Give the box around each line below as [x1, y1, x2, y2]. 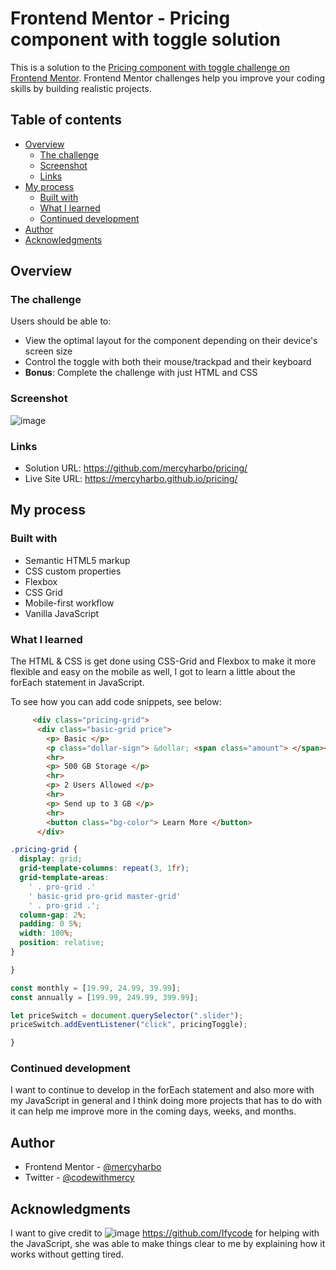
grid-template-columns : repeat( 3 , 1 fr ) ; [19, 863, 190, 874]
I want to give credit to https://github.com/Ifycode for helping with [10, 1227, 320, 1239]
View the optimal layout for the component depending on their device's [24, 335, 318, 347]
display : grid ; [19, 854, 83, 864]
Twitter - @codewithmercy [24, 1172, 135, 1184]
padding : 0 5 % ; [19, 919, 83, 929]
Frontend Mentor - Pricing [10, 7, 231, 30]
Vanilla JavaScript [24, 607, 100, 619]
